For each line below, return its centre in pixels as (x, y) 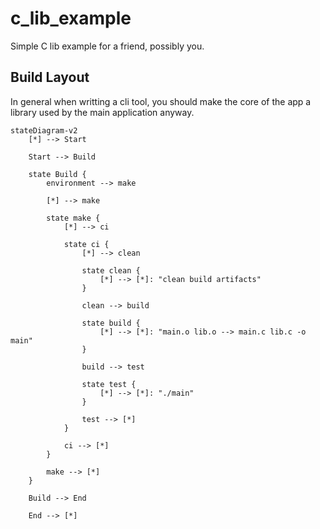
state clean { (111, 270)
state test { (109, 384)
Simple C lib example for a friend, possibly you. (107, 46)
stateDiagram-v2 (44, 130)
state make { (73, 218)
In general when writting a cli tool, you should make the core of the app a (161, 101)
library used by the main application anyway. (102, 112)
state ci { (86, 244)
